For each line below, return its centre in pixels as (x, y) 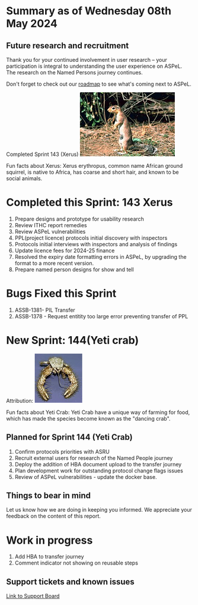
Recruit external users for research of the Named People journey (94, 458)
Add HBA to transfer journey (49, 557)
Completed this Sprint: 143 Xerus (90, 203)
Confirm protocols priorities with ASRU (62, 452)
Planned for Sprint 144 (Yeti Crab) (69, 438)
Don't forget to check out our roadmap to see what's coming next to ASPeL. (99, 84)
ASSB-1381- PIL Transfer (45, 310)
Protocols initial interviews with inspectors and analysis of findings (96, 244)
